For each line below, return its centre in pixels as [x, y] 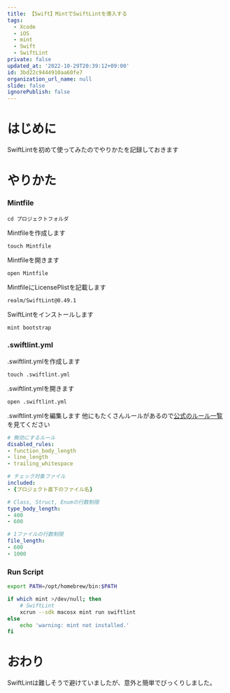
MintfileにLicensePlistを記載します [57, 287]
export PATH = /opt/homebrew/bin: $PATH [62, 586]
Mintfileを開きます [33, 260]
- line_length [28, 457]
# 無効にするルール [31, 438]
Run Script [26, 572]
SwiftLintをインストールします [50, 314]
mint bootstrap [29, 328]
